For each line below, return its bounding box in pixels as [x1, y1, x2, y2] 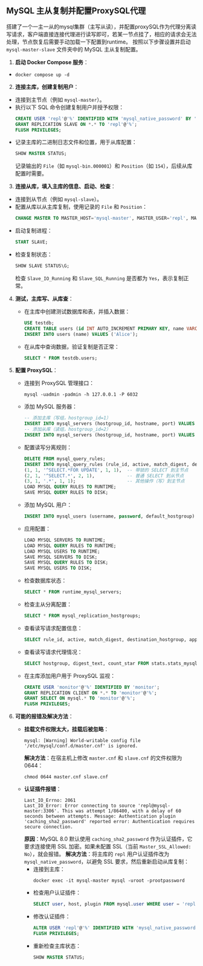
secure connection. [24, 824, 74, 830]
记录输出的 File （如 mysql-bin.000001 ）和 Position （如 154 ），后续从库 [14, 162, 193, 169]
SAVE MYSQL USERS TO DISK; [24, 565, 92, 571]
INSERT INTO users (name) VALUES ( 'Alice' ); [24, 331, 138, 337]
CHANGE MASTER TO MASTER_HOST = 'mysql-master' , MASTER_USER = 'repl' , [14, 215, 189, 222]
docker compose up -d [14, 71, 69, 77]
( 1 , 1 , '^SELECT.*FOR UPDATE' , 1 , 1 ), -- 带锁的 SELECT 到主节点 [24, 467, 188, 473]
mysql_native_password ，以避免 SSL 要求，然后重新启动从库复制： [24, 858, 189, 866]
